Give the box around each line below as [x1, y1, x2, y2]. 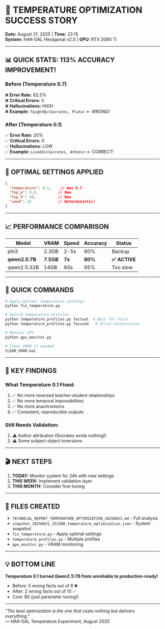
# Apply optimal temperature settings [5, 299, 84, 304]
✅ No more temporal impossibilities [12, 398, 84, 404]
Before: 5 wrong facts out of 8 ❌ [12, 582, 78, 589]
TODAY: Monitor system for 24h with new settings [12, 473, 114, 479]
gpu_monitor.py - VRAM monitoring [12, 542, 83, 547]
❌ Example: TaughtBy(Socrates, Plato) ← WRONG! [5, 108, 110, 114]
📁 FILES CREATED [5, 502, 60, 511]
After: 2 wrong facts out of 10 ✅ [12, 588, 77, 594]
